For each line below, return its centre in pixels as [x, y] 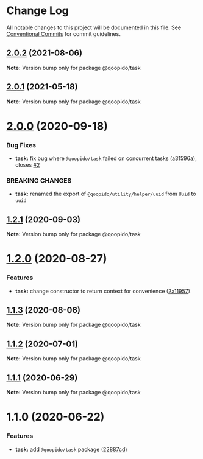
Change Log [37, 11]
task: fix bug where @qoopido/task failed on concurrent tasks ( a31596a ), [106, 158]
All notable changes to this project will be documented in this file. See [94, 27]
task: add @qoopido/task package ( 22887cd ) [71, 449]
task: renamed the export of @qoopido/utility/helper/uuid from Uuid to [105, 194]
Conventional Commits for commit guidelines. [63, 33]
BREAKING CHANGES [39, 180]
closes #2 [27, 165]
